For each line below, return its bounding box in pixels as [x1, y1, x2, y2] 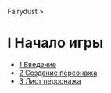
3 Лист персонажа [18, 76, 81, 85]
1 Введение [18, 59, 56, 69]
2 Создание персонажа [18, 68, 98, 77]
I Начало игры [7, 34, 104, 52]
